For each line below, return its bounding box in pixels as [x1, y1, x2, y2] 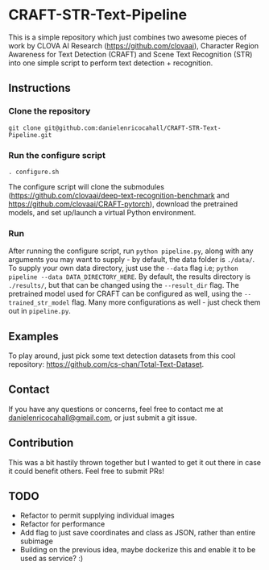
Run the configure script [8, 149, 106, 160]
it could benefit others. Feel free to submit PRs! [8, 466, 165, 476]
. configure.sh [8, 168, 60, 176]
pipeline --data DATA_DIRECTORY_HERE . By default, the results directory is [8, 272, 251, 281]
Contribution [8, 436, 74, 450]
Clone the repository [8, 106, 91, 117]
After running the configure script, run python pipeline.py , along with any [8, 246, 254, 256]
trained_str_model [8, 299, 70, 307]
